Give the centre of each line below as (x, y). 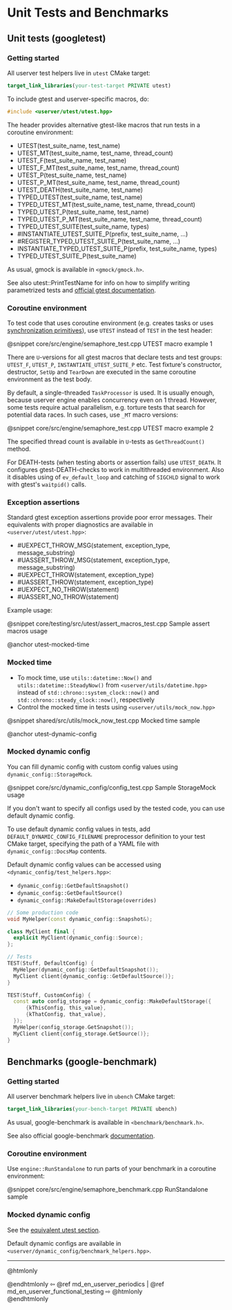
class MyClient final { (41, 931)
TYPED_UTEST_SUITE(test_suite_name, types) (83, 226)
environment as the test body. (49, 379)
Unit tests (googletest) (57, 38)
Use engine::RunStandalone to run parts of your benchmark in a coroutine (112, 1169)
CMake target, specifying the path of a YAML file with (83, 844)
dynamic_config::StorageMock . (50, 774)
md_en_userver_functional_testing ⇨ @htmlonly (75, 1291)
